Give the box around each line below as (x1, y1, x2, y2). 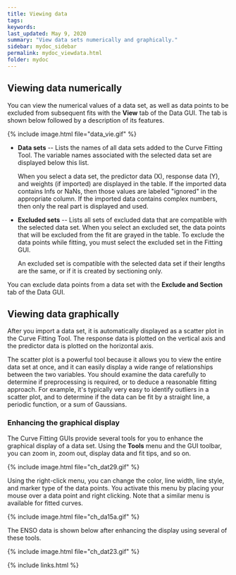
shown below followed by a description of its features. (7, 116, 165, 124)
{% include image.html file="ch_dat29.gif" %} (7, 462, 140, 471)
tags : (7, 17, 23, 24)
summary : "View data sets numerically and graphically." (7, 37, 178, 44)
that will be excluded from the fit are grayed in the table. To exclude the (17, 230, 225, 239)
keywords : (7, 23, 37, 30)
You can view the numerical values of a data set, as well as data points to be (7, 101, 229, 109)
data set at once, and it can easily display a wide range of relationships (7, 363, 213, 371)
